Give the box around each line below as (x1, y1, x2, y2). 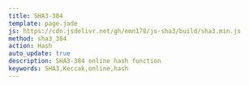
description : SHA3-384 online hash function (8, 57, 161, 66)
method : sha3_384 (8, 34, 67, 43)
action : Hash (8, 42, 53, 50)
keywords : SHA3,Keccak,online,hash (8, 65, 129, 73)
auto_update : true (8, 49, 71, 57)
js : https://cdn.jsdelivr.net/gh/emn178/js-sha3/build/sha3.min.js (8, 27, 242, 35)
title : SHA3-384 (8, 11, 63, 20)
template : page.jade (8, 19, 79, 28)
